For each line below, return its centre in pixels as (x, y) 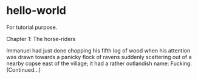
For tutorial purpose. (32, 27)
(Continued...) (24, 69)
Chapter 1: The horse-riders (41, 39)
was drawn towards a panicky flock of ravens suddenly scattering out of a (99, 57)
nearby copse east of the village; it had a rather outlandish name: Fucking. (99, 63)
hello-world (36, 11)
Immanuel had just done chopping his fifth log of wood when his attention (98, 50)
